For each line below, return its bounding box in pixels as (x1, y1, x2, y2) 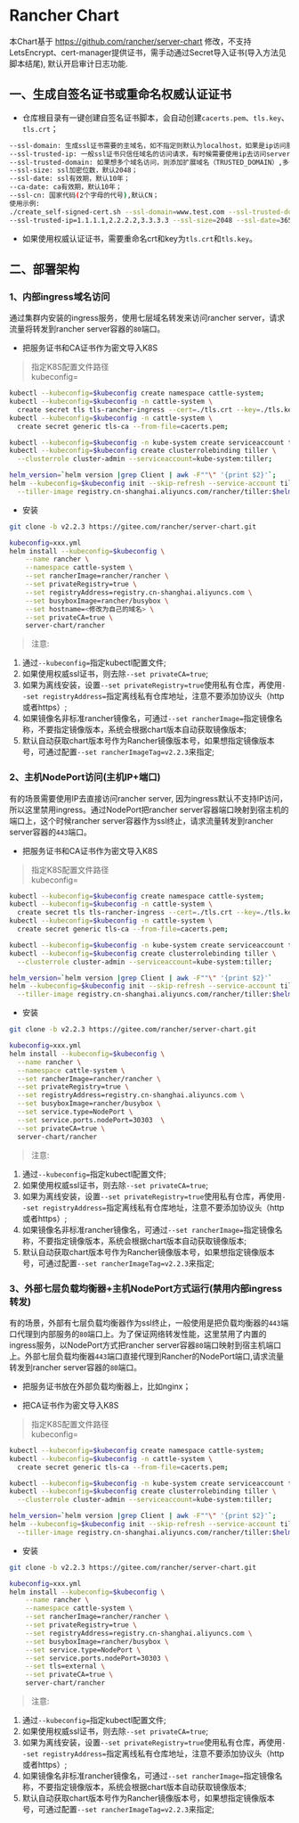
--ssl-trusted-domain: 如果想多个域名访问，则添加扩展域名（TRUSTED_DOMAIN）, (9, 158, 283, 167)
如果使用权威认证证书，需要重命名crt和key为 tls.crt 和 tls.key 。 (21, 233, 258, 243)
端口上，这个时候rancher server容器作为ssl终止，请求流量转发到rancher (9, 815, 274, 825)
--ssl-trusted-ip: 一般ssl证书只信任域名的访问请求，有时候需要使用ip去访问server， (9, 149, 297, 159)
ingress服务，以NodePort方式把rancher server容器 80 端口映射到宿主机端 (9, 1339, 274, 1351)
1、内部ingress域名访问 (9, 291, 110, 303)
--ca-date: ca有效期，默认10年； (9, 183, 123, 192)
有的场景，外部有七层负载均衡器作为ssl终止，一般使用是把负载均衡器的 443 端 (9, 1317, 289, 1328)
